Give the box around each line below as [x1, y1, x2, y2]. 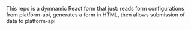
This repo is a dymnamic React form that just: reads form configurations [6, 5, 184, 12]
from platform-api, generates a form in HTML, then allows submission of [6, 11, 185, 18]
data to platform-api [6, 18, 56, 24]
